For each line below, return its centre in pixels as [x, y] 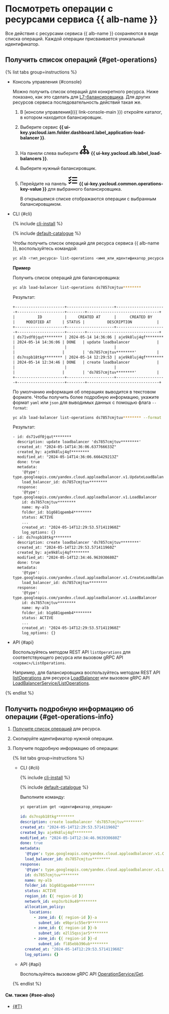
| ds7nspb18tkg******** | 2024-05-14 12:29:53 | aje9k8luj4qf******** [88, 357]
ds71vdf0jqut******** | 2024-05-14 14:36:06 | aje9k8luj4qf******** [91, 337]
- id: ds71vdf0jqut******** [42, 437]
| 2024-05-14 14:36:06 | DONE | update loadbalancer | [86, 342]
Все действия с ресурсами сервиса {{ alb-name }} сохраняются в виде [82, 33]
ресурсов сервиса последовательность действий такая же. [77, 102]
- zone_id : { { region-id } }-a [65, 917]
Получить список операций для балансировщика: [66, 278]
